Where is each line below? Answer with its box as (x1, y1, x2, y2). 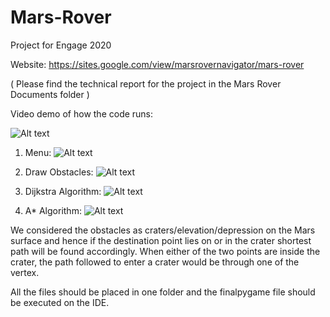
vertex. (10, 266, 40, 278)
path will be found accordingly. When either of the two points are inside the (10, 245, 321, 257)
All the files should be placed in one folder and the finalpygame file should (10, 286, 316, 298)
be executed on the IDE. (10, 296, 110, 308)
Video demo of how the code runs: (10, 107, 154, 120)
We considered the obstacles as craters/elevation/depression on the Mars (10, 224, 316, 236)
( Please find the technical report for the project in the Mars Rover (10, 77, 282, 90)
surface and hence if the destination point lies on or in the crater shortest (10, 234, 312, 246)
